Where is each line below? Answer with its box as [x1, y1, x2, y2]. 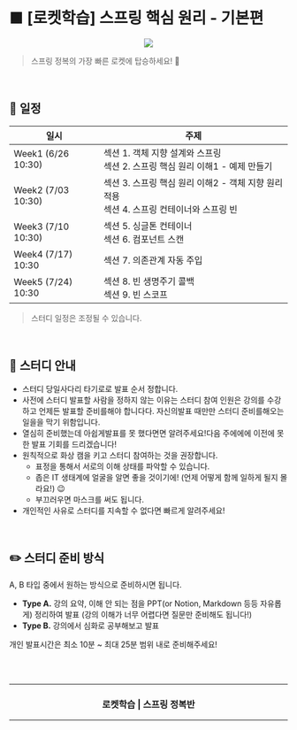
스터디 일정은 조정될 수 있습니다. [30, 312, 142, 323]
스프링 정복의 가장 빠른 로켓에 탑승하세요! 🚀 [30, 55, 180, 66]
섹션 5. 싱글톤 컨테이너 [103, 219, 193, 232]
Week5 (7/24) [13, 275, 73, 288]
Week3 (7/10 [13, 220, 70, 233]
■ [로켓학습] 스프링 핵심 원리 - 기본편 [9, 8, 264, 28]
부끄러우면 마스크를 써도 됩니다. [34, 494, 144, 504]
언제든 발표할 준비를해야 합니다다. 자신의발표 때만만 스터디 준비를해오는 [38, 405, 285, 416]
